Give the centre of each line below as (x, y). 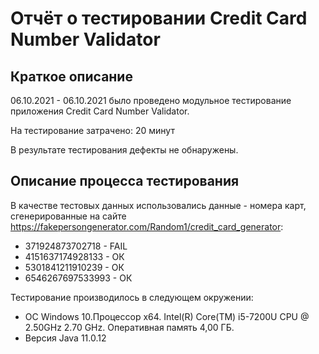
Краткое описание (71, 76)
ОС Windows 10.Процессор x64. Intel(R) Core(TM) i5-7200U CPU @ (167, 316)
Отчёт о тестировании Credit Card (159, 18)
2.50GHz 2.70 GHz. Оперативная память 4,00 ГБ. (129, 327)
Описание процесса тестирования (125, 181)
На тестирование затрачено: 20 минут (92, 130)
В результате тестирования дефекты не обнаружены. (124, 150)
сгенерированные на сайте (68, 216)
